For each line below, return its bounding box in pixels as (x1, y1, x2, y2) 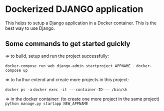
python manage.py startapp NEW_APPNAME (5, 101, 88, 106)
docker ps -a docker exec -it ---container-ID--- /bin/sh (5, 87, 127, 92)
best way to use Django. (5, 25, 55, 31)
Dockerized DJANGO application (5, 3, 143, 15)
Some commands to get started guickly (5, 40, 130, 48)
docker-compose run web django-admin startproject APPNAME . (5, 63, 135, 68)
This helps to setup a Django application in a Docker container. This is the (5, 20, 156, 26)
